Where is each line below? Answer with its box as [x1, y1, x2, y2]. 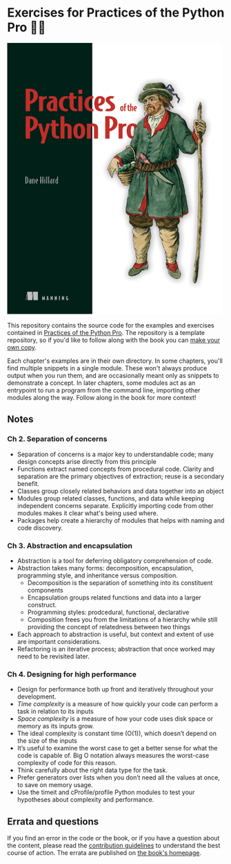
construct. [27, 601, 57, 609]
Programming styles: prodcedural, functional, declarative [27, 608, 190, 616]
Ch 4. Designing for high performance [7, 669, 137, 679]
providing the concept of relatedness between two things [27, 623, 191, 631]
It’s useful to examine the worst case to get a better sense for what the [17, 744, 219, 753]
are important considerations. [17, 638, 101, 645]
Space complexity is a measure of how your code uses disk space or [17, 714, 214, 723]
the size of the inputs [17, 737, 77, 745]
